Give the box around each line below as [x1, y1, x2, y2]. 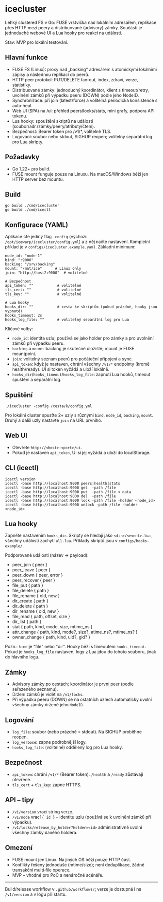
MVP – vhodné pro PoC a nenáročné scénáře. [12, 872, 103, 878]
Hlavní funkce [5, 54, 48, 62]
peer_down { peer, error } [12, 572, 63, 578]
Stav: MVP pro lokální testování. [5, 39, 69, 45]
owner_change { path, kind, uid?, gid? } [12, 634, 91, 640]
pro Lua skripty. [12, 139, 44, 145]
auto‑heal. [12, 102, 33, 108]
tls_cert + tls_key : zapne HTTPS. [12, 782, 81, 788]
